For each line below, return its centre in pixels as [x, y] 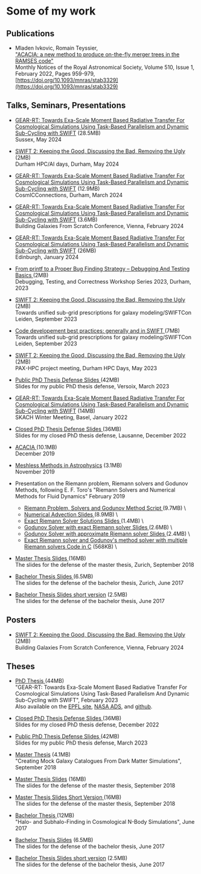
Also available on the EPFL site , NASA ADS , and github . [84, 706]
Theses [21, 667]
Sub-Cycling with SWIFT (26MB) [56, 250]
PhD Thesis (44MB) [40, 681]
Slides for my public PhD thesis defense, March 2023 [81, 743]
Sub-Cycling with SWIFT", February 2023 [66, 700]
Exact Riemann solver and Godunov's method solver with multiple [106, 540]
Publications [30, 34]
